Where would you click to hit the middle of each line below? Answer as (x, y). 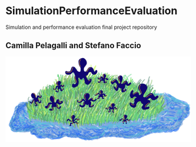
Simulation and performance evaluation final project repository (81, 27)
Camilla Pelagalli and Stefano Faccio (74, 46)
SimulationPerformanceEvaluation (92, 11)
